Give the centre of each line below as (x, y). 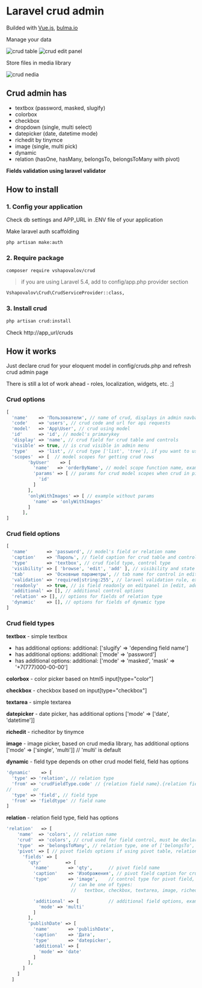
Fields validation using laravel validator (56, 170)
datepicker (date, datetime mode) (56, 133)
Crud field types (30, 623)
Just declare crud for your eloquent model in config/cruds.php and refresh (99, 366)
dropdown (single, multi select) (53, 127)
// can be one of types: (102, 885)
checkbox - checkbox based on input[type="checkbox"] (77, 691)
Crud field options (33, 534)
